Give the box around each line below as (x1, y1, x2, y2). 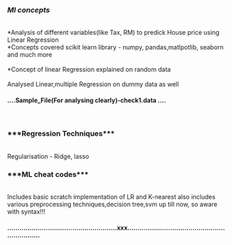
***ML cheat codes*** (7, 169, 89, 179)
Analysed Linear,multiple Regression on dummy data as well (7, 80, 179, 88)
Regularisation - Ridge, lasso (7, 152, 90, 160)
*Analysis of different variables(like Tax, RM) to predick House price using (7, 29, 220, 37)
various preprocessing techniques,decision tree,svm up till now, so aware (7, 200, 217, 209)
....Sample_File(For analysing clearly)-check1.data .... (7, 96, 167, 104)
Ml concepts (7, 5, 51, 15)
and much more (7, 51, 53, 59)
